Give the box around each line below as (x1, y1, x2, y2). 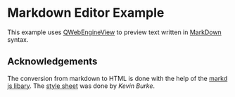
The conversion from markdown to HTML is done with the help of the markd (7, 74, 228, 82)
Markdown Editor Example (7, 5, 165, 21)
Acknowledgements (7, 56, 98, 68)
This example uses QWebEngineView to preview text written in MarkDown (7, 28, 222, 36)
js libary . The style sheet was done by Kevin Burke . (7, 82, 155, 90)
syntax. (7, 35, 29, 43)
